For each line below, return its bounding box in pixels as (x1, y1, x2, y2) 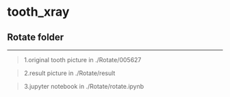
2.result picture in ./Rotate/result (23, 69, 116, 77)
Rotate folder (7, 31, 64, 43)
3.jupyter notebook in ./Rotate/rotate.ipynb (23, 83, 144, 90)
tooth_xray (7, 4, 70, 20)
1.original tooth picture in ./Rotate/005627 (23, 56, 142, 64)
